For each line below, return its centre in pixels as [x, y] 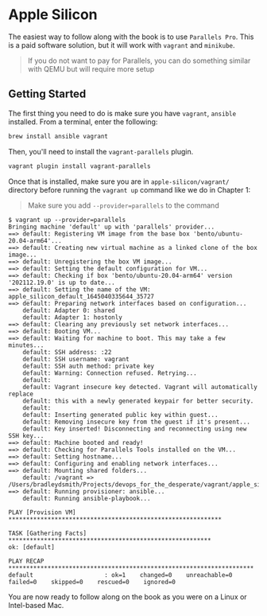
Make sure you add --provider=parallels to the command [124, 205]
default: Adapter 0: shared [69, 310]
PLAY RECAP [26, 561]
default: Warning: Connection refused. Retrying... [110, 373]
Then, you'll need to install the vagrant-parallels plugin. [101, 151]
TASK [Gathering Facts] [48, 533]
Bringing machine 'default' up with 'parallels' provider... [112, 227]
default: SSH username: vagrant [76, 359]
